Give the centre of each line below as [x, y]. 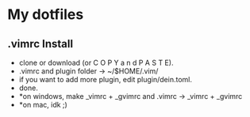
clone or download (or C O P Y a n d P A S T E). [96, 62]
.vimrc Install [40, 44]
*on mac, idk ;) [43, 105]
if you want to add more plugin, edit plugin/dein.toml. [105, 79]
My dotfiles [46, 15]
